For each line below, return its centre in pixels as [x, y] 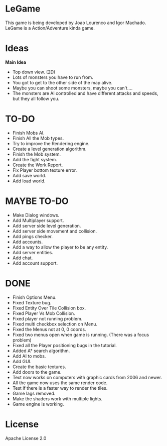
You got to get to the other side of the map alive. [62, 82]
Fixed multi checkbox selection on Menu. [55, 324]
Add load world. [29, 181]
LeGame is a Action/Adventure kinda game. [50, 28]
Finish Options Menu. [34, 297]
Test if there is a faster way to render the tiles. [60, 388]
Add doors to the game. [37, 372]
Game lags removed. [34, 393]
